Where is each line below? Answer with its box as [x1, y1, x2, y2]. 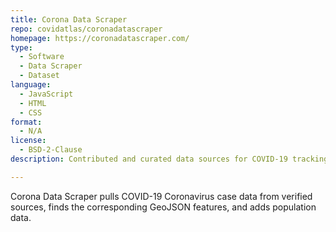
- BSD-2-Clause [19, 145, 83, 155]
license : [10, 136, 47, 146]
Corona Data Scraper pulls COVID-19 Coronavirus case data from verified [10, 190, 313, 202]
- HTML [19, 98, 47, 108]
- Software [19, 52, 65, 62]
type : [10, 42, 33, 53]
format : [10, 117, 43, 127]
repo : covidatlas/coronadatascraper [10, 24, 163, 34]
